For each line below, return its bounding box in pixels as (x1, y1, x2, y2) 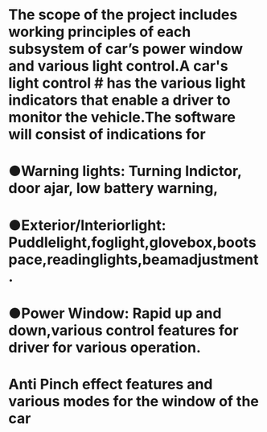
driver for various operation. (8, 338, 201, 356)
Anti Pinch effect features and (8, 375, 213, 393)
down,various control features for (8, 321, 239, 339)
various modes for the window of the (8, 392, 260, 410)
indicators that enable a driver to (8, 91, 231, 109)
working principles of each (8, 23, 191, 41)
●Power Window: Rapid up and (8, 304, 222, 323)
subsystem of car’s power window (8, 40, 244, 58)
